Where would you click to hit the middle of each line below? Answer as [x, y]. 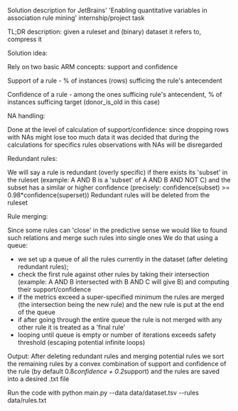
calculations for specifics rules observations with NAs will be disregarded [115, 145]
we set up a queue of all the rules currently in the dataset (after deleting [123, 259]
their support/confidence [54, 289]
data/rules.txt [27, 400]
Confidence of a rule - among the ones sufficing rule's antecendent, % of [115, 94]
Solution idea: [27, 53]
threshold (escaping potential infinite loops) [81, 342]
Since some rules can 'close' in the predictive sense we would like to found [117, 230]
